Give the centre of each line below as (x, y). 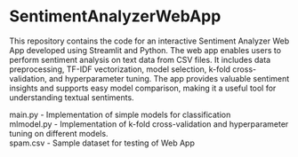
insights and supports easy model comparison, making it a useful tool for (143, 88)
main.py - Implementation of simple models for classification (120, 114)
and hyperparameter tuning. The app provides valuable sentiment (169, 78)
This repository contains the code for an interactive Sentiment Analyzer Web (149, 41)
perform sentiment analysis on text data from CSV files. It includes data (140, 59)
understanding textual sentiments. (72, 97)
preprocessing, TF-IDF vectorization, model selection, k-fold (120, 69)
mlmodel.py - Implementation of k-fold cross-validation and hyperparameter (149, 124)
